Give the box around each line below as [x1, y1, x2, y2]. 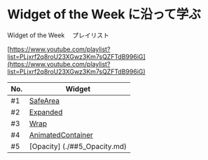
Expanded [29, 107, 63, 116]
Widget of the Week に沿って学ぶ [7, 6, 202, 22]
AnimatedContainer [29, 130, 93, 140]
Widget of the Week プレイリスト [7, 31, 110, 39]
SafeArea [29, 95, 60, 105]
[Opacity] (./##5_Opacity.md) [29, 141, 127, 151]
